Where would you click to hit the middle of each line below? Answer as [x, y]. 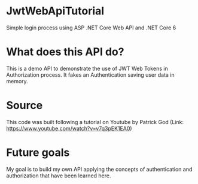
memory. [17, 81]
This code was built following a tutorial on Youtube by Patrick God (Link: [95, 122]
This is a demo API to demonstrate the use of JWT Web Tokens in [87, 68]
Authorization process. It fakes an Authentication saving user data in [90, 75]
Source [25, 105]
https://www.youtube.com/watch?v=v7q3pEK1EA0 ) [69, 128]
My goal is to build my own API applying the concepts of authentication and [99, 169]
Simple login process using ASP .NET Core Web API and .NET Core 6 [91, 28]
